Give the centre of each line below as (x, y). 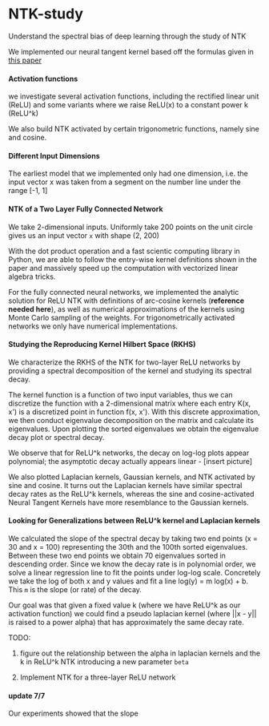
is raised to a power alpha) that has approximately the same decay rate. (126, 622)
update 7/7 (27, 696)
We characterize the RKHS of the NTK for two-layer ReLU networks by (124, 362)
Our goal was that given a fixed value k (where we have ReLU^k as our (124, 605)
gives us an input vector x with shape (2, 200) (84, 235)
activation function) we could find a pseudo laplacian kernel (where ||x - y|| (132, 613)
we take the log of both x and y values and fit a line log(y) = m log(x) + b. (128, 581)
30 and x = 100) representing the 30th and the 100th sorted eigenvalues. (128, 547)
